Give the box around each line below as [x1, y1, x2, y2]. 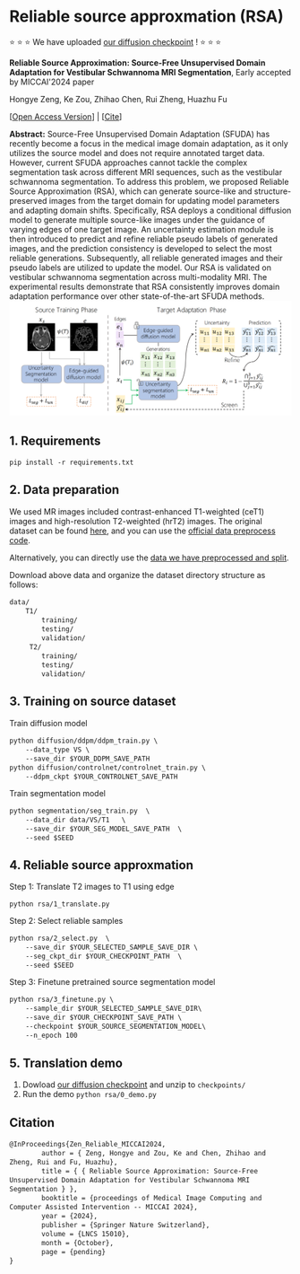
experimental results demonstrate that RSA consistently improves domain [9, 281, 280, 292]
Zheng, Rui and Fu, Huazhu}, [9, 1158, 118, 1167]
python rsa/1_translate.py [9, 900, 110, 909]
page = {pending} [41, 1248, 106, 1257]
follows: [9, 579, 39, 590]
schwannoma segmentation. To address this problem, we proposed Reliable [9, 176, 289, 187]
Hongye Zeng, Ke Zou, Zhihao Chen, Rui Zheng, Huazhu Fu [9, 93, 227, 104]
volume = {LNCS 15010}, [41, 1230, 130, 1239]
